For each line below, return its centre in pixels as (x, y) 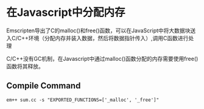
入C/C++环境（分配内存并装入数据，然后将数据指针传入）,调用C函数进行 (97, 38)
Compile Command (44, 86)
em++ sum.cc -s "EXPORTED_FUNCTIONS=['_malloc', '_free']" (83, 100)
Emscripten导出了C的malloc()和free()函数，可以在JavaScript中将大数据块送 (101, 30)
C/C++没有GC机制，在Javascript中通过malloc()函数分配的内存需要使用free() (102, 58)
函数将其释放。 (25, 66)
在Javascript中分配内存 (66, 12)
